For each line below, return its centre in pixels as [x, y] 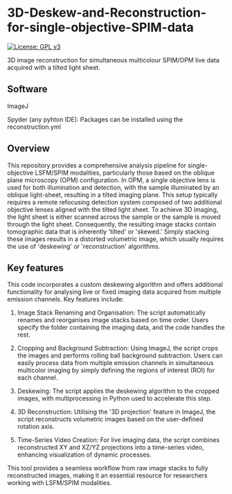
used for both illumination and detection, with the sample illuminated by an [113, 187]
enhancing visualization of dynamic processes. [84, 455]
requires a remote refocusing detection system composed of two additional [115, 202]
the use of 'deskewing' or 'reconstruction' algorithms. [84, 246]
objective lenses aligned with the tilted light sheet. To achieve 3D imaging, [113, 209]
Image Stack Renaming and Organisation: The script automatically [111, 312]
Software [27, 89]
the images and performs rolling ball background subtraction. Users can [120, 355]
